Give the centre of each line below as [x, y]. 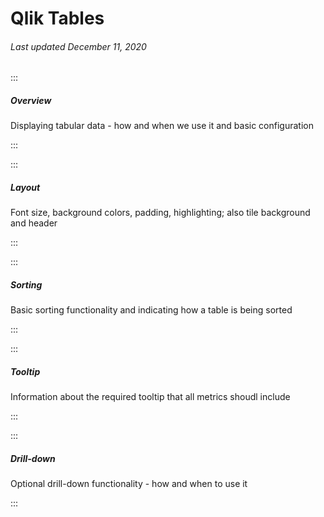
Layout [25, 187]
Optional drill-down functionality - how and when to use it [129, 484]
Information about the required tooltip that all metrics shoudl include [150, 397]
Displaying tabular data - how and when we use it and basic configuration [162, 126]
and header [34, 223]
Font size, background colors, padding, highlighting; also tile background [160, 213]
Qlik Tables [57, 18]
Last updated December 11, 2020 [78, 46]
